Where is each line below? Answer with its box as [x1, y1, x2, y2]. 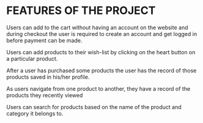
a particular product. [6, 55, 58, 62]
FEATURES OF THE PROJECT [6, 4, 156, 18]
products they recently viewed [6, 91, 83, 99]
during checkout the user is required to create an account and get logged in [6, 30, 197, 37]
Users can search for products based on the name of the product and [6, 103, 182, 110]
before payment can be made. [6, 37, 83, 44]
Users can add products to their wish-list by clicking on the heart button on [6, 48, 196, 55]
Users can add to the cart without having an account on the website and [6, 24, 188, 31]
